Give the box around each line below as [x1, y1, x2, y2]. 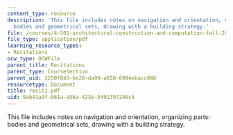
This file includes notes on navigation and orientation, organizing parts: [7, 113, 210, 121]
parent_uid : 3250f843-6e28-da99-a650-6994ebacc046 [7, 74, 157, 82]
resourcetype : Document [7, 81, 76, 88]
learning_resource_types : [7, 42, 82, 49]
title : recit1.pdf [7, 87, 60, 94]
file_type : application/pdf [7, 36, 89, 43]
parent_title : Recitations [7, 62, 85, 69]
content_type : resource [7, 10, 76, 17]
